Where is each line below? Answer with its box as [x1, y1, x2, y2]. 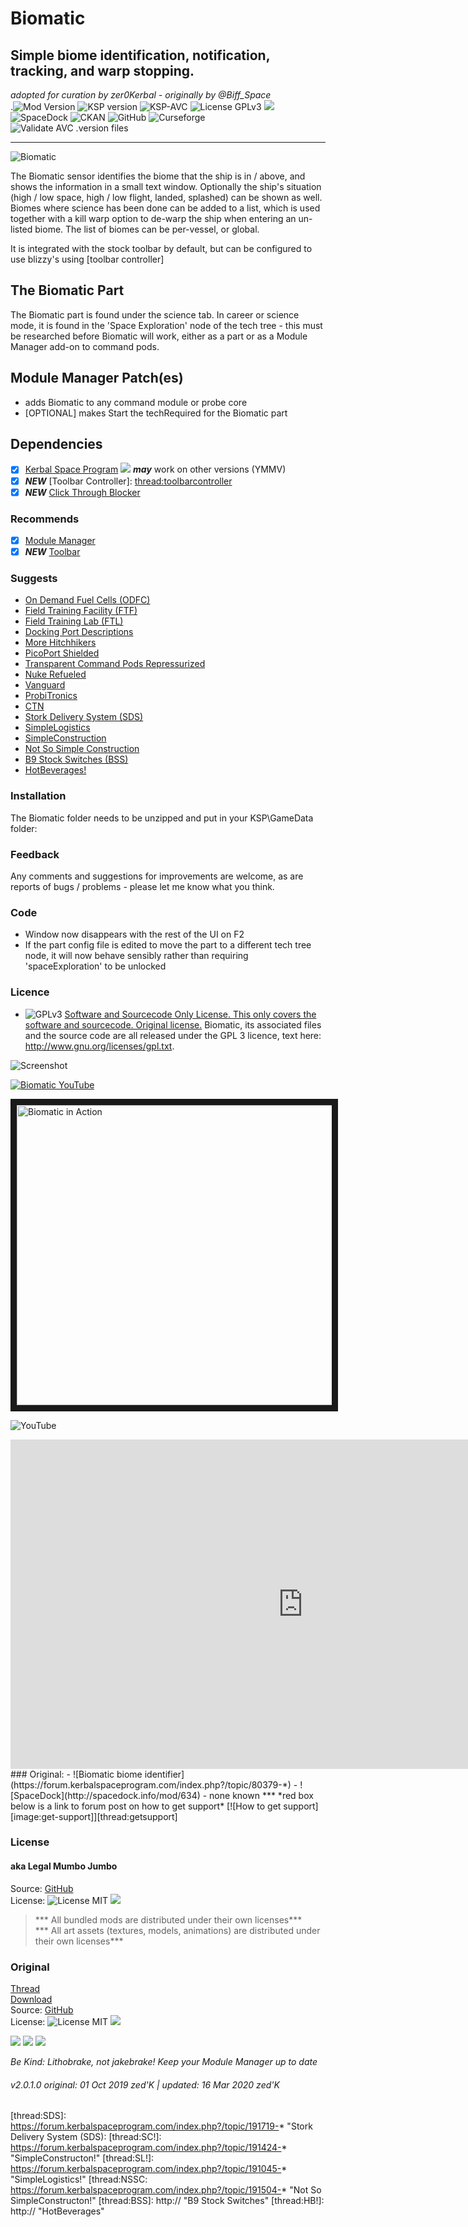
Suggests [10, 571, 58, 585]
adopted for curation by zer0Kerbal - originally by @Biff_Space [10, 89, 272, 101]
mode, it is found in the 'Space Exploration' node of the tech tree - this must [10, 319, 323, 331]
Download [10, 1993, 53, 2005]
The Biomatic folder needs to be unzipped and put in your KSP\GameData [10, 812, 314, 824]
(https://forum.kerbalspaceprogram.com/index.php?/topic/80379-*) [10, 1778, 292, 1791]
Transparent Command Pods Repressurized [24, 658, 206, 670]
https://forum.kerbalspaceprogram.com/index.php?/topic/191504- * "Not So [10, 2184, 322, 2196]
